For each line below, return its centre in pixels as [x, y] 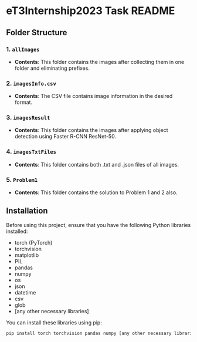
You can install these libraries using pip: [54, 322]
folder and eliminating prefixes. [52, 68]
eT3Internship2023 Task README [91, 11]
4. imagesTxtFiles [31, 152]
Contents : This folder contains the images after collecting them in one [99, 62]
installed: [17, 231]
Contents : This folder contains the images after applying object [91, 130]
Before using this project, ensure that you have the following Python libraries [98, 225]
